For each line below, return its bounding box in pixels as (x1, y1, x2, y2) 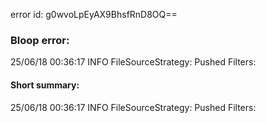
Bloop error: (10, 33, 70, 47)
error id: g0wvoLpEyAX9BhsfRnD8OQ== (10, 9, 178, 20)
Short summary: (10, 79, 80, 91)
